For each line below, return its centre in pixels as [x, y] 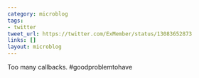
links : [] [22, 40]
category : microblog [38, 14]
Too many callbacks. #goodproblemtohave [70, 67]
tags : [15, 21]
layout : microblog [34, 47]
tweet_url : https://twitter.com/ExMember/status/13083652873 [100, 34]
